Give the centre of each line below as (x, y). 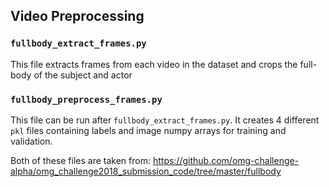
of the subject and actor (83, 75)
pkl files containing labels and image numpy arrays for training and (148, 130)
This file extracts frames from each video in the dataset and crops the (154, 64)
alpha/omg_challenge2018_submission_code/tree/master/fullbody (146, 171)
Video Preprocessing (77, 16)
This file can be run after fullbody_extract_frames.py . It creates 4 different (165, 120)
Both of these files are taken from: (80, 160)
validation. (31, 141)
